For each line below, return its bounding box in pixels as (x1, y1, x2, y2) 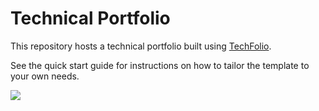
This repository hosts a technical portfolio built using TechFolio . (10, 40, 272, 52)
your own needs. (10, 70, 80, 82)
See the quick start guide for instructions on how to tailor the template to (10, 59, 310, 71)
